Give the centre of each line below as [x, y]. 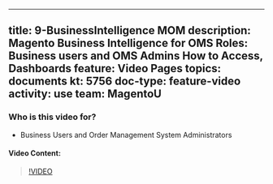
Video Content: [35, 153]
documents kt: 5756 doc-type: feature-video [125, 81]
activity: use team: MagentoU [85, 94]
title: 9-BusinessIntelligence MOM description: [130, 30]
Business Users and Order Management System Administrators [126, 135]
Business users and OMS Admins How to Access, [136, 56]
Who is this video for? [52, 117]
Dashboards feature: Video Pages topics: [115, 68]
